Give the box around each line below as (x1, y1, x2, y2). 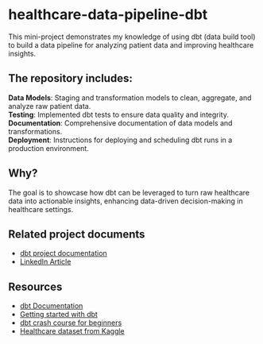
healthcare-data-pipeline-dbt (8, 6, 208, 24)
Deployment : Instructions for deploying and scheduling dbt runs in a (8, 135, 233, 145)
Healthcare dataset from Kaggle (19, 327, 125, 336)
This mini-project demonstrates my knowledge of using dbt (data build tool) (8, 32, 256, 41)
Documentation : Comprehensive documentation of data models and (8, 118, 233, 128)
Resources (8, 280, 63, 293)
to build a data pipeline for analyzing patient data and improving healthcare (8, 40, 254, 49)
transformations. (8, 126, 63, 136)
